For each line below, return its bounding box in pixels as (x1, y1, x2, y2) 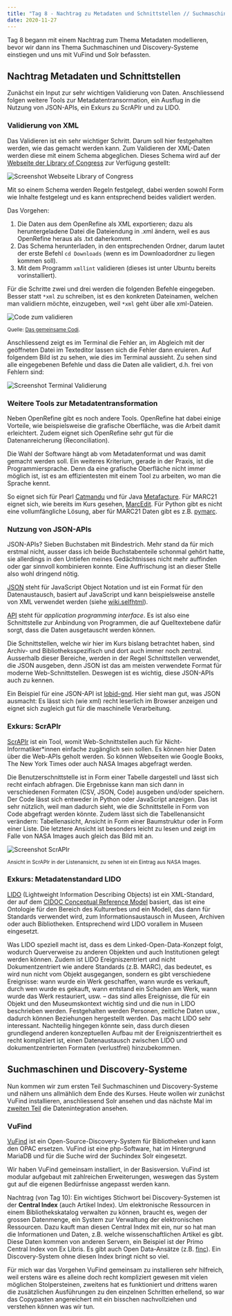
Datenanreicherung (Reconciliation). (7, 436, 110, 444)
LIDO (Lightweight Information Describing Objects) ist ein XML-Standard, (7, 890, 215, 898)
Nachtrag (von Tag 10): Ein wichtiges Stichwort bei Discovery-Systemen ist (7, 1193, 221, 1202)
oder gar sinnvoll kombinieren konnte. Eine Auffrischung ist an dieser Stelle (7, 562, 221, 571)
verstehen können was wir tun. (7, 1302, 95, 1310)
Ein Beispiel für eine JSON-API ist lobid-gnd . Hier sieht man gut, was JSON (7, 690, 221, 698)
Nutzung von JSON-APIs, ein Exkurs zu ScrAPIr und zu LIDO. (7, 103, 181, 112)
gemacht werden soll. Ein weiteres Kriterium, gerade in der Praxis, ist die (7, 456, 214, 465)
